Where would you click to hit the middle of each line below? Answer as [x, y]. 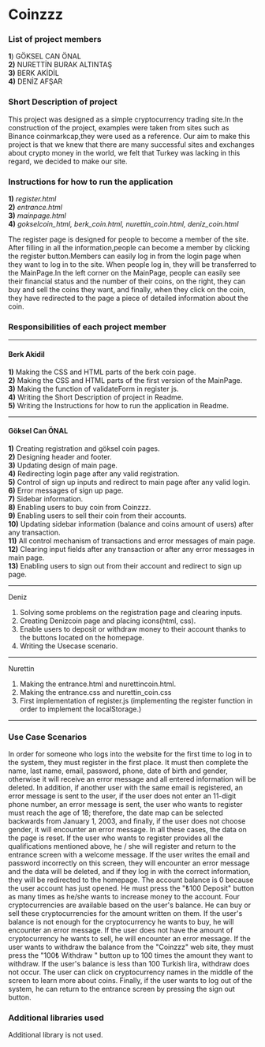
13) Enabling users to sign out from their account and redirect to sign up [125, 565]
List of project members [55, 39]
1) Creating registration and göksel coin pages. [84, 448]
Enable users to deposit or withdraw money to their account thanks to [133, 629]
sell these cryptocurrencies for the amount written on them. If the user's [125, 914]
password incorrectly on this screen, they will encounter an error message [129, 863]
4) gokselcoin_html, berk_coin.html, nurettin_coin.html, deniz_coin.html [123, 224]
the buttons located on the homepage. [82, 637]
